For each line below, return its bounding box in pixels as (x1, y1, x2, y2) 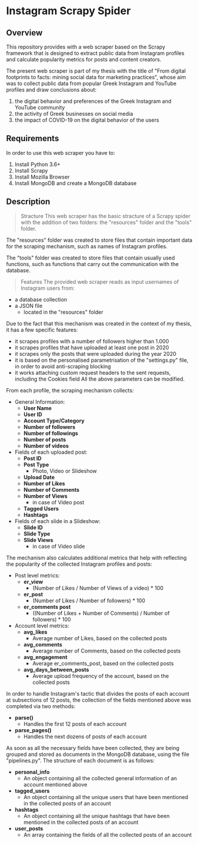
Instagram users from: (20, 284, 75, 291)
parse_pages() (14, 726, 52, 733)
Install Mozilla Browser (14, 173, 70, 180)
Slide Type (23, 530, 50, 537)
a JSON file (14, 302, 43, 309)
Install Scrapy (14, 167, 48, 174)
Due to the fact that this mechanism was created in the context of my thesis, (6, 320, 192, 327)
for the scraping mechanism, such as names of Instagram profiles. (6, 242, 168, 249)
